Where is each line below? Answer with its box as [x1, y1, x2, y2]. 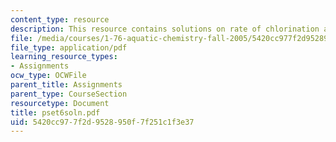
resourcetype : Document [10, 98, 110, 108]
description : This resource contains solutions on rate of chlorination [10, 24, 320, 34]
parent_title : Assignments [10, 80, 123, 90]
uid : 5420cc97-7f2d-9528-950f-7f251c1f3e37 [10, 117, 195, 127]
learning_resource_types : [10, 52, 118, 62]
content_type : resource [10, 14, 110, 25]
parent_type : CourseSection [10, 89, 128, 99]
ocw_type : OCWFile [10, 71, 87, 81]
